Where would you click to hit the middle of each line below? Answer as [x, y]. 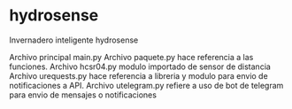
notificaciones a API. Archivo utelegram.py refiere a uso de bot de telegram [146, 85]
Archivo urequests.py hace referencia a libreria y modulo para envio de [138, 75]
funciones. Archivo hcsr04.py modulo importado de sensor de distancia [140, 66]
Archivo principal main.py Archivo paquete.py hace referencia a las [131, 57]
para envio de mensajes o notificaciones [83, 95]
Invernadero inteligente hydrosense [74, 40]
